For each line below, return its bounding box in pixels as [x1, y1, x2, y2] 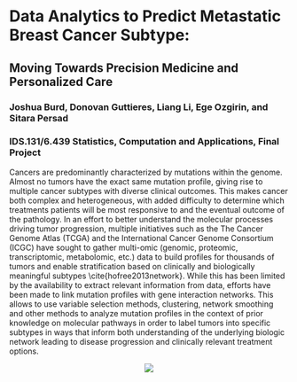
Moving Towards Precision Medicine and [9, 60, 239, 75]
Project [9, 146, 42, 159]
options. [9, 346, 40, 356]
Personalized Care [9, 74, 113, 90]
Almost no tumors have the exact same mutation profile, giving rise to [9, 175, 263, 187]
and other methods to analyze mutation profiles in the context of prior [9, 308, 264, 318]
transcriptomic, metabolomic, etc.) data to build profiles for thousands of [9, 251, 275, 262]
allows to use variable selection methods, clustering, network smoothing [9, 299, 274, 309]
